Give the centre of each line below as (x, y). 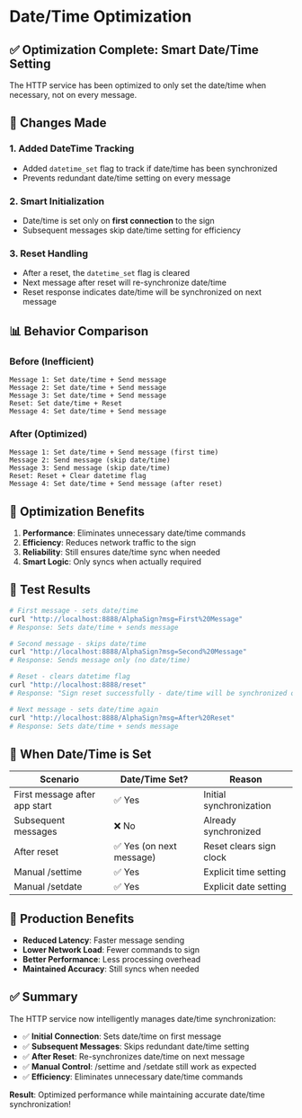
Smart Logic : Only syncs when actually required (112, 562)
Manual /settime (48, 872)
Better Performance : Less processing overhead (111, 960)
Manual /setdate (48, 887)
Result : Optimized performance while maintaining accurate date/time (137, 1095)
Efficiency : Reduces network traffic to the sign (109, 543)
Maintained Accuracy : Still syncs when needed (111, 969)
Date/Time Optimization (101, 17)
